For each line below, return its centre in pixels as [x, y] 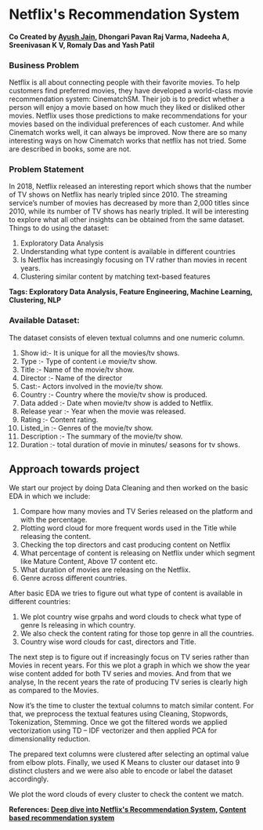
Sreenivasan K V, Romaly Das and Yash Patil [82, 45]
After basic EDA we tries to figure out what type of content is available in [126, 593]
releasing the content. [56, 537]
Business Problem [44, 65]
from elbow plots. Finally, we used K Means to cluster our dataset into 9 [124, 763]
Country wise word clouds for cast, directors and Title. [108, 642]
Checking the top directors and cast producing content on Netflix [125, 545]
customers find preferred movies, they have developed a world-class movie [131, 91]
